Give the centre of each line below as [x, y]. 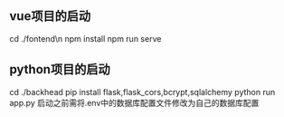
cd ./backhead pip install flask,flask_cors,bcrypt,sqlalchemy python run [142, 92]
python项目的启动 [60, 69]
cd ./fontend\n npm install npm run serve [85, 38]
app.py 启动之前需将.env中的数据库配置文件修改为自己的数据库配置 [134, 102]
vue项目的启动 [50, 16]
